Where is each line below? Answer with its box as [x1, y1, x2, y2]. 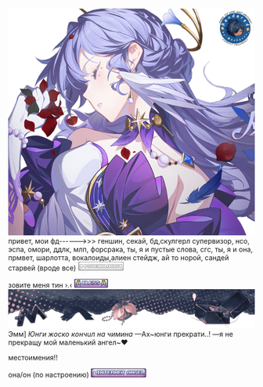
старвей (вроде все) [8, 263, 77, 273]
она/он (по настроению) [8, 370, 90, 380]
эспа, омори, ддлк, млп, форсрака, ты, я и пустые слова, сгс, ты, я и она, [8, 244, 253, 255]
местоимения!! [8, 353, 59, 363]
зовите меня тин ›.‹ [8, 280, 73, 290]
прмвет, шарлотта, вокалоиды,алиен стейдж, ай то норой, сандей [8, 253, 229, 262]
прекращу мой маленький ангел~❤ [8, 338, 128, 347]
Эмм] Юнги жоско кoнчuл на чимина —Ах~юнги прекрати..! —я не [8, 330, 233, 339]
